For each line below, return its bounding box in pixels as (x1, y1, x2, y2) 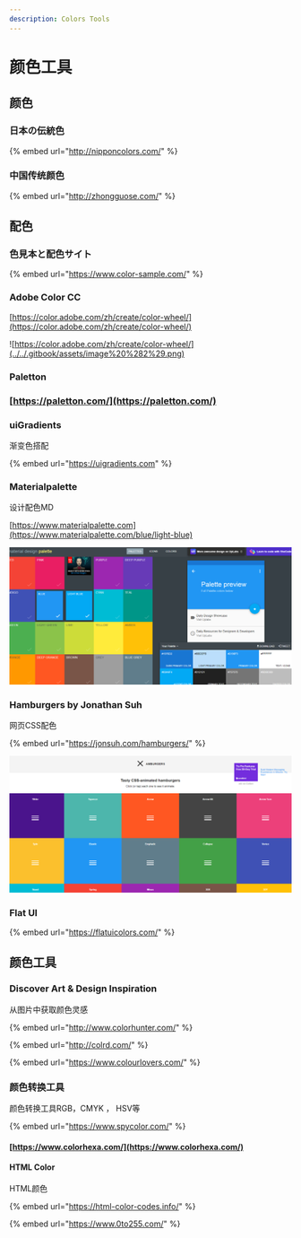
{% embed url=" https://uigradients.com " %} (9, 458, 173, 468)
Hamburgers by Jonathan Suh (9, 698, 143, 711)
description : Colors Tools (9, 14, 110, 23)
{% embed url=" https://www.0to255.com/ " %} (9, 1218, 181, 1229)
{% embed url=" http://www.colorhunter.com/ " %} (9, 1022, 193, 1033)
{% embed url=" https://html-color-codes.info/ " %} (9, 1200, 196, 1211)
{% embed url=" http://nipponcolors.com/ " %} (9, 145, 178, 156)
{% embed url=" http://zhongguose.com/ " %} (9, 190, 176, 201)
